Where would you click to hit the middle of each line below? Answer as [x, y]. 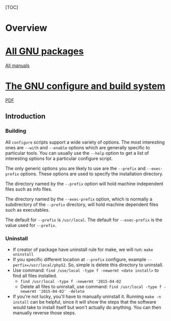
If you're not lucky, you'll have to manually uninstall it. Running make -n [87, 296]
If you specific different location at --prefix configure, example [79, 260]
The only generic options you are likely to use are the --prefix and [76, 168]
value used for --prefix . [31, 225]
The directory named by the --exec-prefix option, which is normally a [79, 199]
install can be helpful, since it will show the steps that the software [84, 302]
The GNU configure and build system [86, 86]
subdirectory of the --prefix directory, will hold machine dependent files [82, 204]
